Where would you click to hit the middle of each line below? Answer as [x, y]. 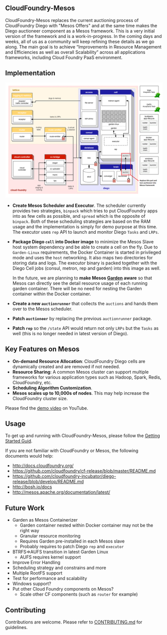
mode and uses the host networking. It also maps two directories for [83, 257]
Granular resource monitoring [50, 536]
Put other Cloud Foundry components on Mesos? [63, 589]
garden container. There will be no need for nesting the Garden [77, 288]
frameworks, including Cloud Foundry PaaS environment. [64, 57]
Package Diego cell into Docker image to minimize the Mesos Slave [83, 241]
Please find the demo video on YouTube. [47, 408]
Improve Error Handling [36, 563]
